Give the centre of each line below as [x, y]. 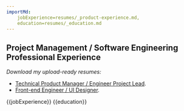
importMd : [19, 12]
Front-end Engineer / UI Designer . [57, 90]
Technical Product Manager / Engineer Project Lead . [81, 84]
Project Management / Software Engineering [92, 48]
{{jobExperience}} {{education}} [46, 102]
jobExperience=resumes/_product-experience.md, [78, 18]
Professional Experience [54, 57]
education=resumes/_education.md [60, 23]
